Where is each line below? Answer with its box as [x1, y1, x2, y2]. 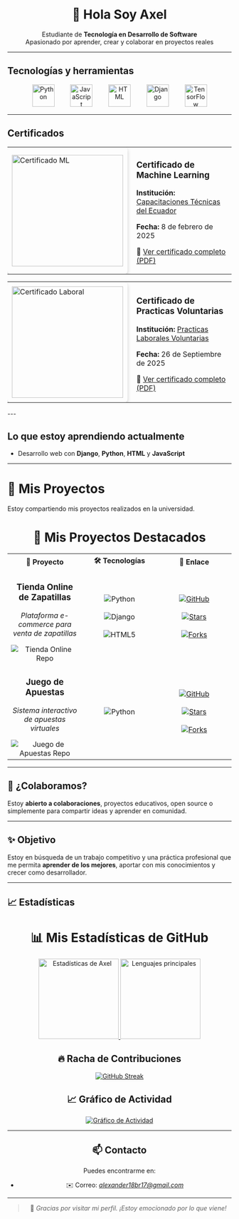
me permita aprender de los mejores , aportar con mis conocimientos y [7, 860, 216, 869]
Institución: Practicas [136, 324, 208, 334]
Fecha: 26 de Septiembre [136, 349, 222, 359]
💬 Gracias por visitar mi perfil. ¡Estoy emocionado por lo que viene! [30, 1204, 227, 1213]
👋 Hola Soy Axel [72, 6, 167, 23]
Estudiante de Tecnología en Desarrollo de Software [41, 30, 198, 39]
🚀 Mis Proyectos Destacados [33, 529, 206, 546]
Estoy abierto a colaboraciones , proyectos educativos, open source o [7, 799, 213, 807]
